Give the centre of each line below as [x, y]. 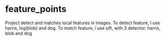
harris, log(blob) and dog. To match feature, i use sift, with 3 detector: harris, [83, 28]
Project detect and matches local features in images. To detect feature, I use [82, 23]
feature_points [36, 9]
